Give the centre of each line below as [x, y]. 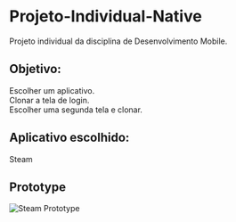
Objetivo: [36, 69]
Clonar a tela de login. [49, 100]
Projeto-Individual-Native [106, 16]
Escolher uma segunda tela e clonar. [76, 110]
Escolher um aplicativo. [52, 90]
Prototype [38, 187]
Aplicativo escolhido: [69, 138]
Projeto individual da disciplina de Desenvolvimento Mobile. [118, 41]
